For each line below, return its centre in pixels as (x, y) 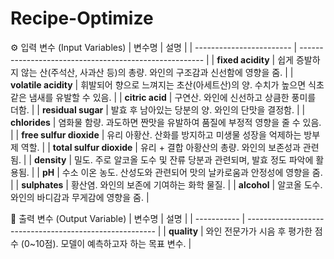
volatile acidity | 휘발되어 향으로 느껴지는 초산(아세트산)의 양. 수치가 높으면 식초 (167, 84)
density (50, 159)
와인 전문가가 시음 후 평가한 (259, 231)
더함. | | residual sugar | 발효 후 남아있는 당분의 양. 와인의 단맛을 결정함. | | (158, 109)
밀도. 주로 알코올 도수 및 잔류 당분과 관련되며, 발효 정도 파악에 (193, 159)
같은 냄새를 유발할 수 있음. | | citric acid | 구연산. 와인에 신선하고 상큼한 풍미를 (163, 97)
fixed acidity (243, 59)
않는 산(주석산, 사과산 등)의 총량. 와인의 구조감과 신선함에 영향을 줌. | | (157, 72)
